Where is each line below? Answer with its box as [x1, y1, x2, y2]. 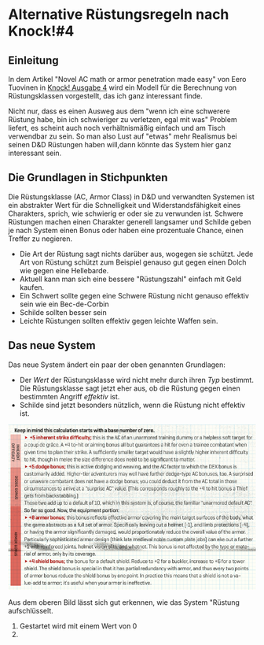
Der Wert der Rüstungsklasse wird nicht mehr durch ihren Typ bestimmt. [19, 375, 254, 384]
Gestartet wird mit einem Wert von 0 [19, 621, 137, 631]
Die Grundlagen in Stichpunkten [8, 171, 168, 184]
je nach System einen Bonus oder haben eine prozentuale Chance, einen [8, 225, 244, 235]
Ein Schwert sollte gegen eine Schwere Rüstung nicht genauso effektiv [19, 291, 250, 300]
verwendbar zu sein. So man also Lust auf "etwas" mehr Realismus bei [8, 132, 237, 141]
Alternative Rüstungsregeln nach [8, 6, 229, 24]
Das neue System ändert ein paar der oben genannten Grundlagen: [8, 360, 226, 369]
